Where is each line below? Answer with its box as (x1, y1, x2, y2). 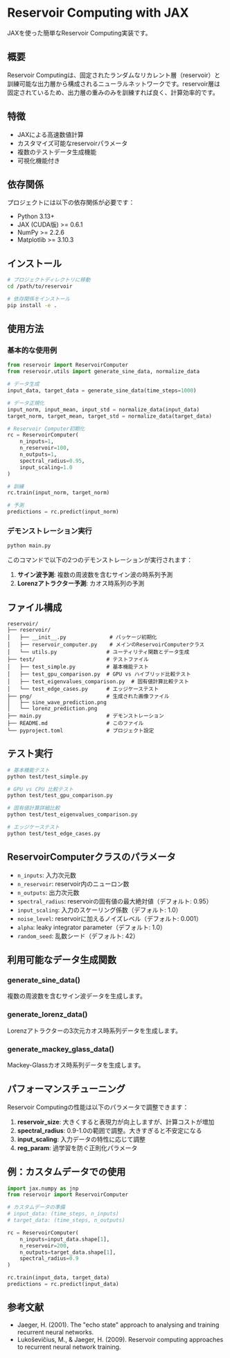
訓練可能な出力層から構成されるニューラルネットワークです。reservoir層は (7, 79, 220, 88)
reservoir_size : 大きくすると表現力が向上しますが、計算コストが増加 (17, 1118, 215, 1126)
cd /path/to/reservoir (7, 283, 73, 290)
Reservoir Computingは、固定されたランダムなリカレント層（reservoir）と (7, 71, 221, 79)
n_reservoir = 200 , (19, 1242, 70, 1249)
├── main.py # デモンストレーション (7, 712, 164, 719)
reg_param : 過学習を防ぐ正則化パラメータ (17, 1143, 138, 1152)
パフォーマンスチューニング (7, 1083, 126, 1095)
